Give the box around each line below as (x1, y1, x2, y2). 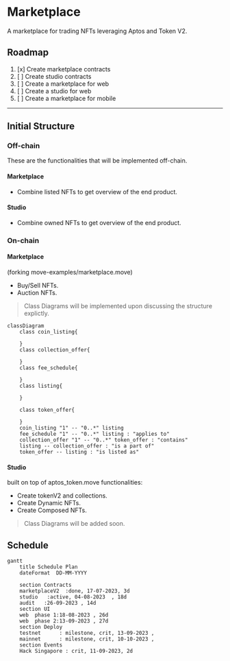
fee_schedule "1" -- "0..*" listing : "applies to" (19, 430, 170, 437)
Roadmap (7, 47, 49, 58)
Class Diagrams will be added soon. (23, 520, 125, 528)
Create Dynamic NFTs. (16, 499, 81, 507)
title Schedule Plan (19, 564, 78, 570)
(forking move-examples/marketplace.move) (7, 268, 133, 276)
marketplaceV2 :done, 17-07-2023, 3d (19, 588, 130, 594)
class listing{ (19, 382, 63, 389)
